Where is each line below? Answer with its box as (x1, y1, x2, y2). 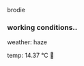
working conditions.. (7, 22, 78, 32)
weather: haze (7, 38, 48, 46)
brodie (7, 6, 26, 14)
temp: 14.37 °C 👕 (7, 51, 55, 60)
